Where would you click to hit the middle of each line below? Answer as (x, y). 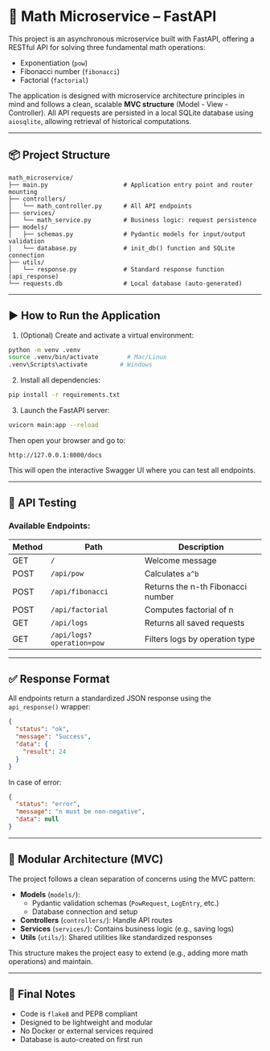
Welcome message (180, 561)
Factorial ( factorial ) (54, 80)
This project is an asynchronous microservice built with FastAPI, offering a (131, 39)
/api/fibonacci (80, 592)
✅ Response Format (59, 679)
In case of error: (35, 782)
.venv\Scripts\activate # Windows (80, 365)
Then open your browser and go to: (67, 440)
